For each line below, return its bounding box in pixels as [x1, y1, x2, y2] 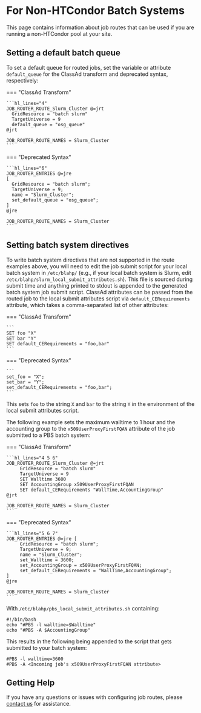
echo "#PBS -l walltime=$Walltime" [6, 621, 96, 628]
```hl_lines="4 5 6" [6, 454, 59, 461]
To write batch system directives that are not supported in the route [6, 256, 175, 263]
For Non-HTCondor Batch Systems [6, 4, 185, 18]
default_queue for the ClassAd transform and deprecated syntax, [6, 70, 168, 78]
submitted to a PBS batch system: [6, 431, 91, 439]
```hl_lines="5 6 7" [6, 530, 59, 536]
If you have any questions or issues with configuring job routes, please [6, 694, 183, 701]
